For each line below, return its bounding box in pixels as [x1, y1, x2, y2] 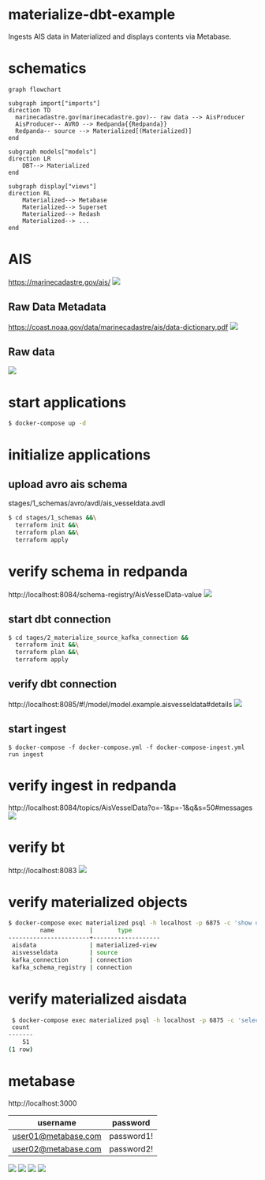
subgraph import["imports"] [8, 99, 101, 108]
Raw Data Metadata [8, 301, 106, 314]
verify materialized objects [8, 893, 188, 911]
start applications [8, 393, 127, 411]
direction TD [8, 106, 51, 114]
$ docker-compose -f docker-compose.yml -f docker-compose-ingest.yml [8, 743, 245, 751]
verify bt [8, 838, 65, 856]
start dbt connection [8, 613, 112, 626]
